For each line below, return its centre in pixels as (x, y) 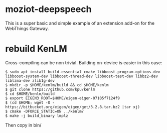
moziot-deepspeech (48, 9)
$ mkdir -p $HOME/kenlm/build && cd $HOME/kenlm (57, 85)
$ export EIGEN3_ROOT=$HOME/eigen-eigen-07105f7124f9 (63, 98)
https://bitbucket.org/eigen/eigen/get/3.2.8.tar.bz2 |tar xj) (73, 107)
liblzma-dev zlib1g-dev (30, 81)
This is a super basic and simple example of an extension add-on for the (80, 23)
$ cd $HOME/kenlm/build (30, 94)
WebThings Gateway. (27, 28)
